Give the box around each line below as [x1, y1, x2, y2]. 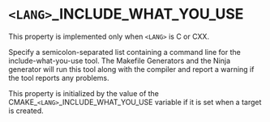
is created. [8, 106, 45, 116]
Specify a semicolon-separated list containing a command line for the [8, 47, 241, 57]
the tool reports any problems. [8, 73, 109, 82]
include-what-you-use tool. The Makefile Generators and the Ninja [8, 56, 231, 65]
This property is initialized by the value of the [8, 88, 160, 98]
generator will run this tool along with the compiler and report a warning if [8, 64, 255, 74]
